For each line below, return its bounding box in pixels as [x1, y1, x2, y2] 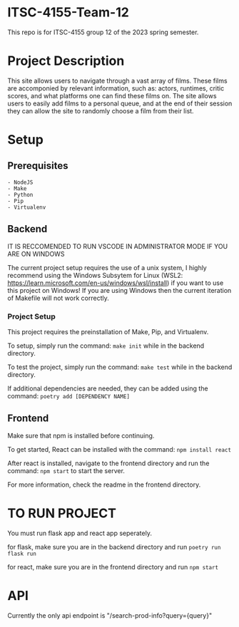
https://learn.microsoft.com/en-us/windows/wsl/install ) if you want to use [7, 279, 224, 287]
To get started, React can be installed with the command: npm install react [7, 445, 232, 453]
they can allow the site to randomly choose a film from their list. [7, 106, 194, 115]
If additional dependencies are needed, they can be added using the [7, 384, 208, 393]
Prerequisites [7, 160, 68, 172]
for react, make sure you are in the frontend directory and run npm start [7, 562, 219, 571]
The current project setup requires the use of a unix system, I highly [7, 263, 207, 271]
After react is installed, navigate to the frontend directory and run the [7, 459, 210, 467]
